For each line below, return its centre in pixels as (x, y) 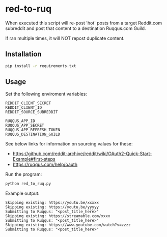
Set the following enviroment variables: (46, 94)
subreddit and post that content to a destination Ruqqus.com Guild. (76, 28)
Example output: (22, 193)
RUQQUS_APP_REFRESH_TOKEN (33, 130)
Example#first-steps (34, 159)
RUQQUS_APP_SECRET (25, 126)
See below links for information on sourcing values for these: (69, 144)
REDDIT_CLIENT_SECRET (28, 103)
